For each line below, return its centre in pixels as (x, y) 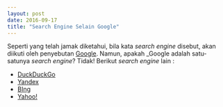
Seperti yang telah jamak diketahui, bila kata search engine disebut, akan (112, 47)
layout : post (26, 14)
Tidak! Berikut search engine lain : (126, 61)
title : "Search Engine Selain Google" (63, 26)
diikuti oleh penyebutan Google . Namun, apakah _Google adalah (99, 53)
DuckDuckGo (36, 74)
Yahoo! (27, 97)
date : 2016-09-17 (32, 20)
